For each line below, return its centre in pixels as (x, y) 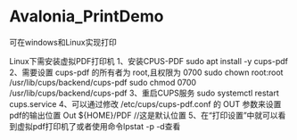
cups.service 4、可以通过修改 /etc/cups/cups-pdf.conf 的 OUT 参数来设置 (145, 103)
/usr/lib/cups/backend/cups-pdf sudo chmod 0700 (103, 82)
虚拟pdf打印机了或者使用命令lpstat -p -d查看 (99, 126)
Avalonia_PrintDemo (87, 16)
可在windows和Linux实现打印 (63, 42)
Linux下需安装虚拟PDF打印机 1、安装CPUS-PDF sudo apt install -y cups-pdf (148, 61)
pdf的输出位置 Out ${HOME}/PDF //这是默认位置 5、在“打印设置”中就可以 (144, 115)
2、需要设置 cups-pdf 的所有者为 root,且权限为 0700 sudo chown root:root (146, 72)
